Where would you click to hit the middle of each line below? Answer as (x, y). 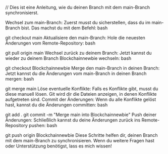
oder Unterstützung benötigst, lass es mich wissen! (59, 146)
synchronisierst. (22, 13)
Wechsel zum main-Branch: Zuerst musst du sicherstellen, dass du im (78, 23)
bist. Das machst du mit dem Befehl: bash (64, 28)
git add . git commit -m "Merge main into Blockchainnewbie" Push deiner (81, 114)
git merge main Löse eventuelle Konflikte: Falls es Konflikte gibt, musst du (82, 89)
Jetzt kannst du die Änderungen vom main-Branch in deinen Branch (76, 73)
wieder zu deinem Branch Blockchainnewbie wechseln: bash (68, 58)
